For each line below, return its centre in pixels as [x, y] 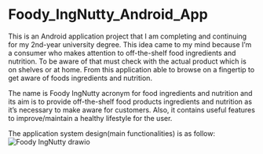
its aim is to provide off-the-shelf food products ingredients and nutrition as [130, 101]
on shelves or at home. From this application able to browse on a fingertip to [131, 69]
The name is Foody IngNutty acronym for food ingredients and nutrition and [130, 93]
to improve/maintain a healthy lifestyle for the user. [90, 118]
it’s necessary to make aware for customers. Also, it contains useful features [131, 110]
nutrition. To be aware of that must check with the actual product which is [128, 61]
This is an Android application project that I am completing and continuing [128, 36]
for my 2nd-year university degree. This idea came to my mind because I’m [130, 44]
